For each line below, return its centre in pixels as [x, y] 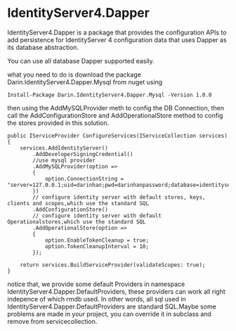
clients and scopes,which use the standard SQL [78, 203]
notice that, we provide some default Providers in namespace [96, 284]
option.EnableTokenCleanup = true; [97, 240]
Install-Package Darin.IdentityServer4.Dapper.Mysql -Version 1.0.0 [110, 95]
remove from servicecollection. [52, 321]
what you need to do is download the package [74, 74]
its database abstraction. [43, 47]
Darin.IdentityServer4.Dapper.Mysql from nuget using [85, 82]
